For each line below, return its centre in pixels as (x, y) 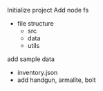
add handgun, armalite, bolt (56, 80)
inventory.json (37, 73)
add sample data (31, 59)
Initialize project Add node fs (48, 10)
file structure (35, 23)
